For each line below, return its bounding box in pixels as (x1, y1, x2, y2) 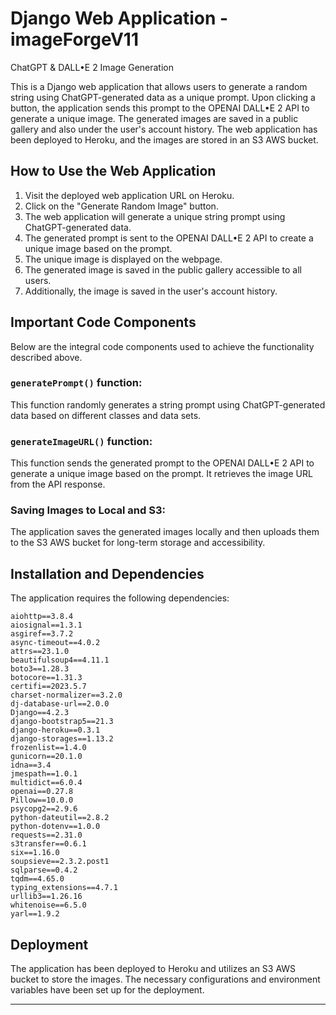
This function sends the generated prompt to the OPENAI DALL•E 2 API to (10, 457, 315, 469)
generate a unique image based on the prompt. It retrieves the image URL (10, 468, 313, 480)
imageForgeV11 (10, 28, 139, 51)
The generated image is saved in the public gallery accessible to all (24, 263, 302, 276)
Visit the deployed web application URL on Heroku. (24, 189, 235, 201)
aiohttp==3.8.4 (10, 612, 74, 622)
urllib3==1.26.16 (10, 892, 83, 902)
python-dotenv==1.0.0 (10, 822, 101, 832)
